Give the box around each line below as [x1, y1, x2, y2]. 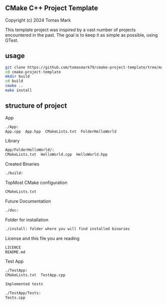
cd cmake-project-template [5, 69, 61, 74]
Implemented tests [5, 282, 43, 287]
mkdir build [5, 74, 30, 79]
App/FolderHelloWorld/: [5, 147, 55, 153]
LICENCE [5, 245, 21, 250]
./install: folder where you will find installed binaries [5, 226, 130, 231]
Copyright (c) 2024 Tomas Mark [5, 17, 71, 23]
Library [5, 138, 20, 144]
